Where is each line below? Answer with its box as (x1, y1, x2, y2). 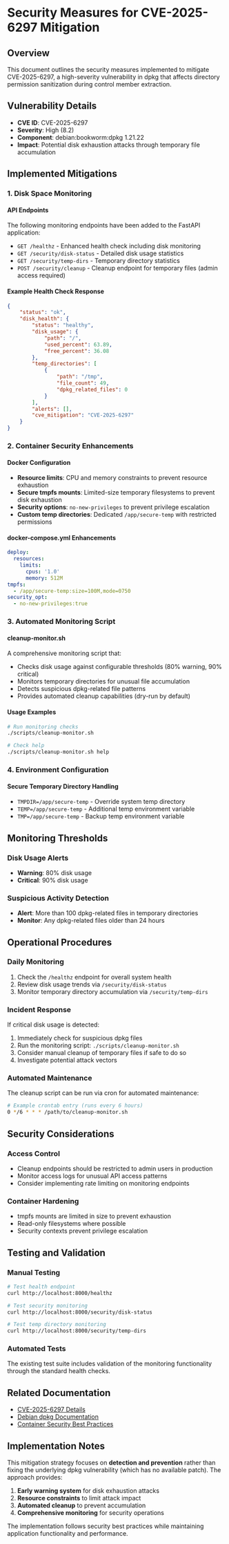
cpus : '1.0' (25, 568, 60, 575)
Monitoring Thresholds (7, 832, 108, 844)
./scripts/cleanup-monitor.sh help (7, 748, 110, 755)
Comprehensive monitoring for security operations (17, 1509, 164, 1517)
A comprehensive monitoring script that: (7, 649, 122, 658)
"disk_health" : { (19, 315, 70, 322)
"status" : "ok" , (19, 309, 67, 316)
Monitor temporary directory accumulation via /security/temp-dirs (17, 987, 208, 995)
